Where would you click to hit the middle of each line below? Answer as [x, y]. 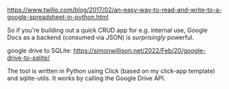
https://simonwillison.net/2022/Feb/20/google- [139, 51]
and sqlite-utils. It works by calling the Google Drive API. [86, 78]
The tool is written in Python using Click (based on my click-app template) [111, 71]
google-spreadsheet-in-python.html [58, 17]
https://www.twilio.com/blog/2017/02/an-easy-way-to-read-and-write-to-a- [114, 10]
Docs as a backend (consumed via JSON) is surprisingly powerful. [100, 37]
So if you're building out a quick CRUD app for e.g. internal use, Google [107, 30]
